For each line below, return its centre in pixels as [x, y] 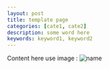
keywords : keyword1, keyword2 [50, 39]
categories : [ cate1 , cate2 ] [47, 26]
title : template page [38, 20]
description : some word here [48, 32]
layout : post [26, 13]
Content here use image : [43, 58]
